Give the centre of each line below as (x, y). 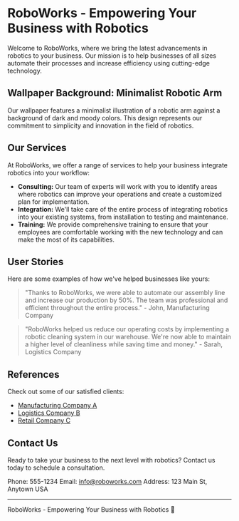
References (33, 375)
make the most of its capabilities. (66, 239)
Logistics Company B (49, 413)
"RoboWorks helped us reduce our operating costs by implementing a (127, 329)
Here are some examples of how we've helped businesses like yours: (108, 279)
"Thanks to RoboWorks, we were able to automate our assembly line (125, 293)
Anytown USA (28, 489)
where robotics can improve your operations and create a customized (120, 194)
